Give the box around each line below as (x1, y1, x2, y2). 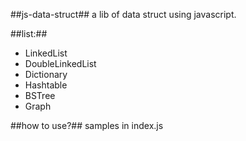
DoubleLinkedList (24, 58, 97, 69)
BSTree (24, 90, 56, 101)
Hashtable (24, 79, 68, 91)
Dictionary (24, 69, 68, 80)
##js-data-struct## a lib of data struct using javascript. (10, 9, 237, 20)
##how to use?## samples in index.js (10, 120, 164, 131)
